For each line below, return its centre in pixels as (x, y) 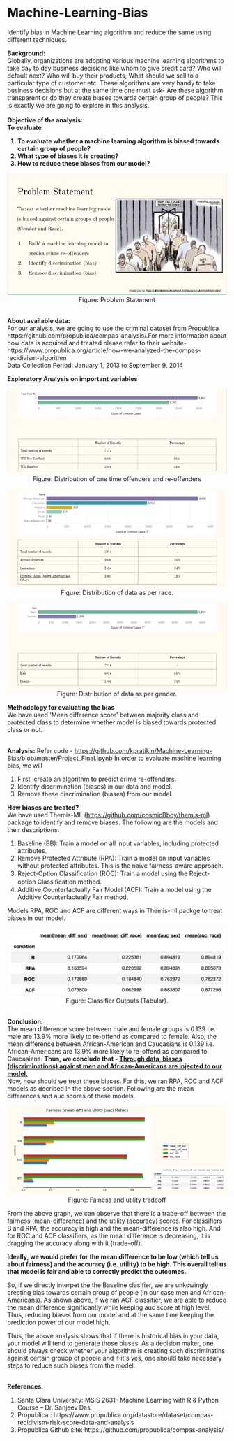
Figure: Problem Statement (117, 300)
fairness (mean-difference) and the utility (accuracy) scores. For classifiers (115, 1221)
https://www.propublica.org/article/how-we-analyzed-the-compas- (104, 350)
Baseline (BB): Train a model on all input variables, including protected (118, 843)
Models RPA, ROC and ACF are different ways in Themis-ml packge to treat (115, 911)
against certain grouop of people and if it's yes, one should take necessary (115, 1358)
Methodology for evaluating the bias (61, 708)
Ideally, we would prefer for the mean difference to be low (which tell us (113, 1256)
